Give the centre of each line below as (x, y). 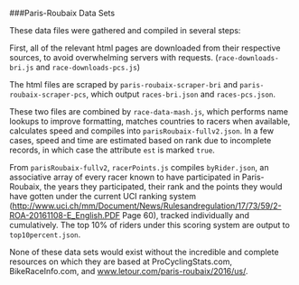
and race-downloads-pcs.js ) (88, 67)
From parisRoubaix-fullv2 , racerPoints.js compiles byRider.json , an (139, 167)
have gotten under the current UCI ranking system (103, 196)
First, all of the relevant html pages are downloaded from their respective (145, 48)
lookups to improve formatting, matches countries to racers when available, (150, 121)
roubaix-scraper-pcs (48, 95)
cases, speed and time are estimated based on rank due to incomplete (140, 140)
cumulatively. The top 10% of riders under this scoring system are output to (150, 225)
